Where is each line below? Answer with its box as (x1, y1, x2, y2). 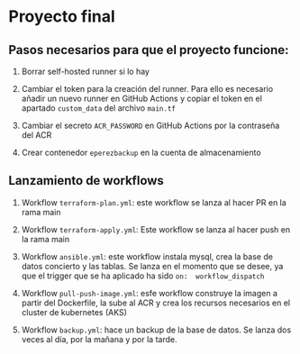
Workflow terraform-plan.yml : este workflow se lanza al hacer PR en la (21, 196, 287, 208)
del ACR (21, 130, 52, 141)
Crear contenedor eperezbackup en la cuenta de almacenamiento (21, 147, 262, 158)
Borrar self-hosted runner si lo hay (21, 66, 150, 77)
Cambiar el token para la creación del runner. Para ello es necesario (21, 84, 274, 94)
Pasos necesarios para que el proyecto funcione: (8, 42, 289, 58)
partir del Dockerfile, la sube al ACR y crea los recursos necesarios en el (21, 297, 290, 308)
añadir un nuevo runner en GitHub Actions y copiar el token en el (21, 93, 263, 104)
